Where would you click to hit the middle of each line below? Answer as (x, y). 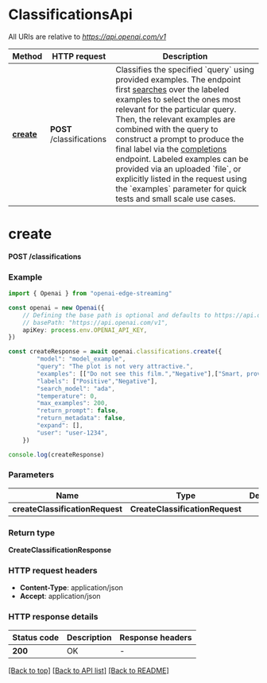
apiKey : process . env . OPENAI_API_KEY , (85, 330)
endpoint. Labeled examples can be (182, 159)
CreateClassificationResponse (60, 550)
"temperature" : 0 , (67, 396)
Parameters (31, 475)
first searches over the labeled (172, 89)
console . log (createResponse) (56, 454)
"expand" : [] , (60, 426)
